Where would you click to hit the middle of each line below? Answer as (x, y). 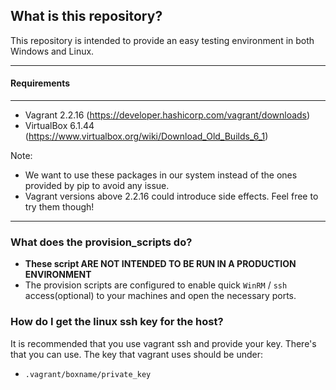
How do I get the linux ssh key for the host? (117, 322)
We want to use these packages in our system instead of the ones (161, 175)
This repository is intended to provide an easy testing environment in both (162, 40)
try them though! (59, 207)
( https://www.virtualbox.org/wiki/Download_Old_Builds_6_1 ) (146, 136)
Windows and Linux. (52, 51)
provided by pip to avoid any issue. (97, 186)
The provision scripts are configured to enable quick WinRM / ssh (156, 285)
